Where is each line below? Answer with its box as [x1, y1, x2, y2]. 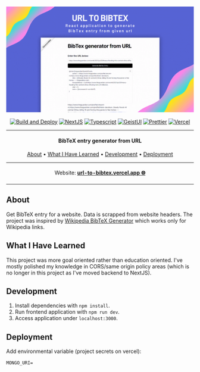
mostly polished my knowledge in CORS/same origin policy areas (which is [6, 262, 189, 270]
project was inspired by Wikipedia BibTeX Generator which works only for [6, 217, 186, 224]
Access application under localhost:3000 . [14, 315, 118, 322]
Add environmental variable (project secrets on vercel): [6, 348, 142, 355]
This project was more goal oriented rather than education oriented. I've [6, 257, 183, 264]
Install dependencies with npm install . [14, 302, 110, 310]
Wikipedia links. [6, 223, 45, 230]
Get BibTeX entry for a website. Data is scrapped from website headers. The [6, 211, 193, 218]
